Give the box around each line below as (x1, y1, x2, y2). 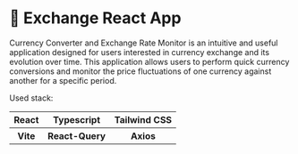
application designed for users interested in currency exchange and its (9, 46, 270, 57)
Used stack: (9, 93, 54, 103)
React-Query (47, 129, 106, 142)
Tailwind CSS (114, 113, 173, 126)
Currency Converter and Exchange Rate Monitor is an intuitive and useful (9, 37, 279, 48)
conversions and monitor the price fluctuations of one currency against (9, 66, 272, 77)
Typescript (53, 113, 101, 126)
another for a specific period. (9, 75, 117, 85)
